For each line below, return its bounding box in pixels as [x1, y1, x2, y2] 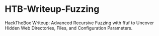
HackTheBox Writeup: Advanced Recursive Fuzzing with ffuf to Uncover [5, 20, 154, 26]
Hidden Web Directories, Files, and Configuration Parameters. [5, 25, 133, 31]
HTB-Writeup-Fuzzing [5, 3, 100, 15]
